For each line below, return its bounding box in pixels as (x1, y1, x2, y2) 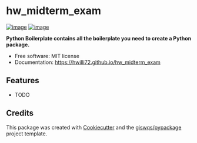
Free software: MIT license (14, 52, 79, 59)
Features (6, 76, 39, 86)
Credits (6, 108, 34, 118)
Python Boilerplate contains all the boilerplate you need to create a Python (6, 35, 192, 42)
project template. (6, 130, 48, 137)
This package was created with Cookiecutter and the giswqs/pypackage (6, 124, 182, 131)
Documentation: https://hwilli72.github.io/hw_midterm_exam (14, 59, 161, 66)
